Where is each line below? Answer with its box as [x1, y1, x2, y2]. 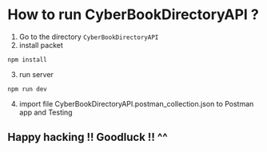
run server [18, 69, 54, 79]
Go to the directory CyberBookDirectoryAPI [18, 32, 159, 41]
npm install [7, 56, 47, 64]
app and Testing [18, 107, 73, 117]
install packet [18, 40, 63, 49]
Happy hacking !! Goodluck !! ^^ [7, 131, 169, 144]
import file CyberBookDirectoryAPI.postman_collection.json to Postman [18, 99, 254, 108]
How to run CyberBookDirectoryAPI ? [7, 6, 259, 24]
